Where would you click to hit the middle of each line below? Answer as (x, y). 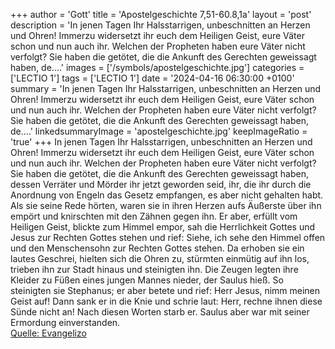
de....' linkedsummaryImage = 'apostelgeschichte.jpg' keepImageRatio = (159, 131)
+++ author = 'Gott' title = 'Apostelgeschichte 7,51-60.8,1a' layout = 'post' (161, 14)
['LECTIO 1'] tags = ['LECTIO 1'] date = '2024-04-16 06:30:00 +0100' (152, 78)
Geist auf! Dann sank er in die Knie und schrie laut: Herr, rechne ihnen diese (166, 301)
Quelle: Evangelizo (48, 333)
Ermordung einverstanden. (65, 322)
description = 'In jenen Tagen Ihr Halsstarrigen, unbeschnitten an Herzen (160, 25)
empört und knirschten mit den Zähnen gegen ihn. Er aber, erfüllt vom (154, 216)
